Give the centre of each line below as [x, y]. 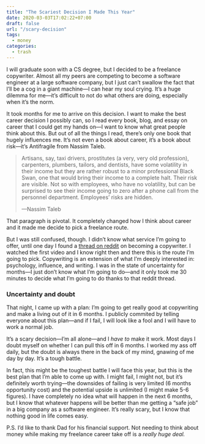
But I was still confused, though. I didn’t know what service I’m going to [96, 239]
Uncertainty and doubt [41, 294]
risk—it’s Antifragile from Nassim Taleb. [56, 146]
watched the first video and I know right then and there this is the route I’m [100, 252]
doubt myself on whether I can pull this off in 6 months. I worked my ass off [102, 345]
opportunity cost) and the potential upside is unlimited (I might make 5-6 [98, 390]
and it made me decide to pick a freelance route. [68, 227]
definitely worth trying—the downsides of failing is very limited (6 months [99, 383]
